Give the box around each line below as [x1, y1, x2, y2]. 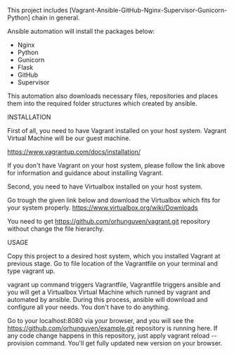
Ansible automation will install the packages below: [7, 27, 155, 35]
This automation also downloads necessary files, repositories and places [7, 91, 218, 100]
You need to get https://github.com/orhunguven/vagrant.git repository [7, 217, 211, 225]
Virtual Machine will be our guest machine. [7, 134, 131, 142]
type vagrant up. [7, 267, 56, 275]
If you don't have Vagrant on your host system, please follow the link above [7, 161, 226, 170]
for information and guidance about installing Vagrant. [7, 169, 164, 177]
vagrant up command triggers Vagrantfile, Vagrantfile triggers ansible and [7, 281, 221, 289]
